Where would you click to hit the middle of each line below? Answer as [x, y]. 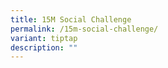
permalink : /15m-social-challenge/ [84, 29]
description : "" [44, 47]
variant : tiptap [44, 38]
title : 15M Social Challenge [71, 19]
